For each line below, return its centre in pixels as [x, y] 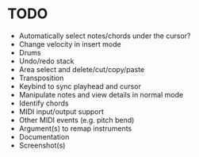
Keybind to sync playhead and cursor [80, 86]
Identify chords [44, 103]
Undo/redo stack [46, 61]
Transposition [41, 78]
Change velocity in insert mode [70, 44]
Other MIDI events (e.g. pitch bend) [77, 120]
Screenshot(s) [42, 145]
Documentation [44, 136]
